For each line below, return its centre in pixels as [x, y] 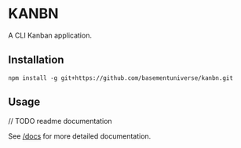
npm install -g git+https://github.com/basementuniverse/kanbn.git [121, 78]
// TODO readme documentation [60, 121]
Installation [36, 60]
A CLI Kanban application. [50, 35]
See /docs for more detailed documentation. [80, 136]
